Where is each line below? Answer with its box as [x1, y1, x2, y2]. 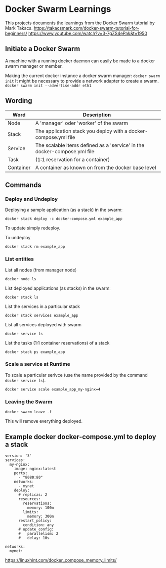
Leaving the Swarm [5, 398, 53, 405]
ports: [14, 471, 28, 476]
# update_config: [18, 526, 54, 532]
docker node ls [5, 276, 37, 281]
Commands [5, 180, 42, 189]
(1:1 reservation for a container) [35, 156, 110, 163]
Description [83, 111, 111, 118]
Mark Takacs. [5, 25, 33, 31]
